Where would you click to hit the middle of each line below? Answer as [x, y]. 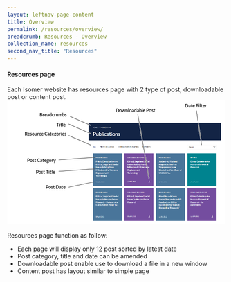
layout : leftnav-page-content [51, 15]
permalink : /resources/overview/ [55, 29]
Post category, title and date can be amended [82, 256]
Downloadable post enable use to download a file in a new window [112, 263]
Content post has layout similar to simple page [83, 271]
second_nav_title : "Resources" [52, 51]
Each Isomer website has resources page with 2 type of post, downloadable [115, 89]
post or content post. [37, 97]
